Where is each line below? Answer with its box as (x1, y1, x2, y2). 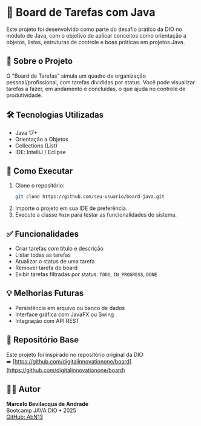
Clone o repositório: (15, 182, 65, 189)
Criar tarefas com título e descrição (15, 245, 104, 252)
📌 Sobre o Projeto (6, 56, 73, 66)
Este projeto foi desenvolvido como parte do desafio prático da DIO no (6, 25, 183, 33)
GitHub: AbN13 (6, 413, 44, 421)
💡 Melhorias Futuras (6, 288, 84, 299)
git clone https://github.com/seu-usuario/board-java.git (15, 194, 165, 200)
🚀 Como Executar (6, 166, 73, 176)
